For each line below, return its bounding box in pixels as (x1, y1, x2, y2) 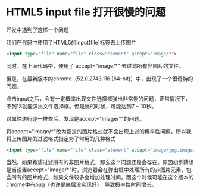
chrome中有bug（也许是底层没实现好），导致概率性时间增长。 (6, 181, 157, 188)
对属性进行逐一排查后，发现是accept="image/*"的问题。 (6, 115, 145, 122)
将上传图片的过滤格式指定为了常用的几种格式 (6, 135, 116, 142)
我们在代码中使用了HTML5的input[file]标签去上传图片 (6, 39, 137, 46)
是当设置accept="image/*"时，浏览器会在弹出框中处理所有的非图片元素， (6, 166, 186, 173)
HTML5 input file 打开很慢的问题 (6, 5, 166, 19)
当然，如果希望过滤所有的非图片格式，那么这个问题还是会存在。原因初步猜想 (6, 158, 194, 165)
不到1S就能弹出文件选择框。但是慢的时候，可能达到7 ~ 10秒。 (6, 102, 157, 109)
